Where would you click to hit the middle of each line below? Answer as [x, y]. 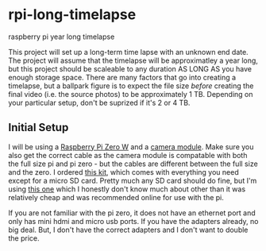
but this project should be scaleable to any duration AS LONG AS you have [130, 68]
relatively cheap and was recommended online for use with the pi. [116, 197]
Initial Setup [39, 127]
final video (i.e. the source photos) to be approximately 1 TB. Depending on [131, 94]
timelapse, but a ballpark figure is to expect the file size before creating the [131, 86]
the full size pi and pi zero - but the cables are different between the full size [133, 164]
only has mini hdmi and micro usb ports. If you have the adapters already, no [133, 221]
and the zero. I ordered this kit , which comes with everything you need [124, 172]
